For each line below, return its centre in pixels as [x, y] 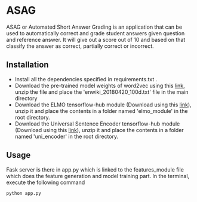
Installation [27, 65]
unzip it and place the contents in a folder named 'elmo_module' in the [101, 111]
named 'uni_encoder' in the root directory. [67, 136]
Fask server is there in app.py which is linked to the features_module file [95, 169]
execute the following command [46, 182]
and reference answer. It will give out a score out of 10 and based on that [96, 39]
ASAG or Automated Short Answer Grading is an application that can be [94, 27]
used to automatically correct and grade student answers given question [96, 33]
